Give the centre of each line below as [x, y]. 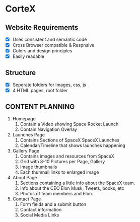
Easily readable [28, 56]
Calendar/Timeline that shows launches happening [73, 145]
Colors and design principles [42, 51]
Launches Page [29, 135]
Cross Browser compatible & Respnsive [53, 45]
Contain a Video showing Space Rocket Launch [69, 124]
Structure [21, 73]
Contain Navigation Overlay [48, 129]
